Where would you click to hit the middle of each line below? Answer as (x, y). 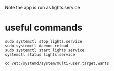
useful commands (44, 28)
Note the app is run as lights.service (43, 7)
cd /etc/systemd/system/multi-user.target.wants (57, 63)
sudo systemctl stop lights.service (43, 41)
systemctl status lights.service (40, 55)
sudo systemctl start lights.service (45, 50)
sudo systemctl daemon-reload (37, 46)
